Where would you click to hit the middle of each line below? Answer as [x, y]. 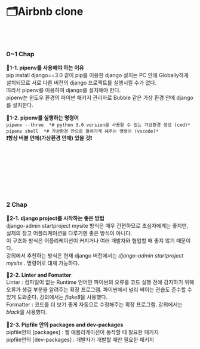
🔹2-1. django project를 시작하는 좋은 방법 [55, 218]
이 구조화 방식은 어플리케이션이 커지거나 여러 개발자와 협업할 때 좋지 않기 [90, 241]
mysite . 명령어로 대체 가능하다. [43, 263]
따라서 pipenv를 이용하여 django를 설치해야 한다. [64, 90]
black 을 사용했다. [27, 312]
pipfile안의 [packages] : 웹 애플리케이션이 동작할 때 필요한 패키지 [83, 332]
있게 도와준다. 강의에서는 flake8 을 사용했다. [57, 297]
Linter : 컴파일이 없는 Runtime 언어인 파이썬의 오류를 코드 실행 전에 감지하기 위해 [100, 282]
